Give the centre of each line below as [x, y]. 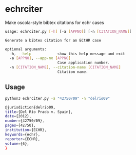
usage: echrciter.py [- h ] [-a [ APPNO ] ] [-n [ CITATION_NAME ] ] [68, 31]
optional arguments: [26, 49]
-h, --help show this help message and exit [67, 54]
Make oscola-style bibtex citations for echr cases [55, 22]
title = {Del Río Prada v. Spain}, [39, 112]
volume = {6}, [17, 144]
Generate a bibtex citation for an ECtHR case [53, 40]
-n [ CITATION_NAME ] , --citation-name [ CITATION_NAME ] [65, 67]
